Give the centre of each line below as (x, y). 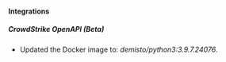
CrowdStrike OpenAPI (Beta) (56, 29)
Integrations (29, 11)
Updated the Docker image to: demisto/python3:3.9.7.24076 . (119, 49)
